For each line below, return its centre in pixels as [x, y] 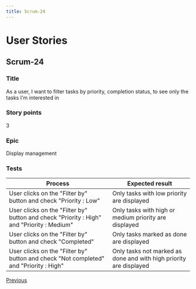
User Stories [37, 40]
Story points [24, 113]
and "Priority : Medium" [41, 225]
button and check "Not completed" [57, 259]
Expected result [150, 184]
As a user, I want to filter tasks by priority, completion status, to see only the [97, 91]
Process [58, 184]
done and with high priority [149, 259]
